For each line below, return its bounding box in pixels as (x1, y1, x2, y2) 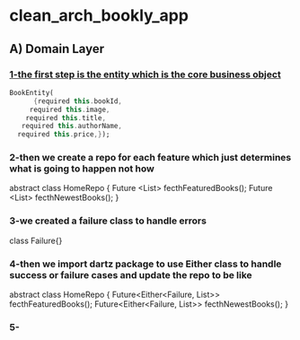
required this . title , (25, 113, 106, 122)
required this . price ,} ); (17, 130, 110, 139)
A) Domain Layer (9, 41, 105, 57)
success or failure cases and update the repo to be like (9, 268, 253, 281)
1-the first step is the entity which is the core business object (9, 68, 281, 81)
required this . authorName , (21, 122, 123, 131)
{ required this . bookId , (32, 96, 123, 106)
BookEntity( (9, 88, 54, 97)
